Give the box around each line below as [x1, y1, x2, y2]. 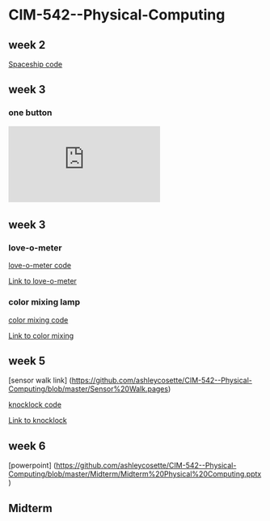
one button [8, 107, 53, 118]
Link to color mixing [8, 331, 74, 340]
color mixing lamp [8, 297, 81, 308]
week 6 [8, 439, 46, 453]
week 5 [8, 354, 46, 368]
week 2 [8, 38, 46, 52]
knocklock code [8, 399, 62, 410]
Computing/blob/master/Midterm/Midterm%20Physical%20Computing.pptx [8, 469, 262, 479]
